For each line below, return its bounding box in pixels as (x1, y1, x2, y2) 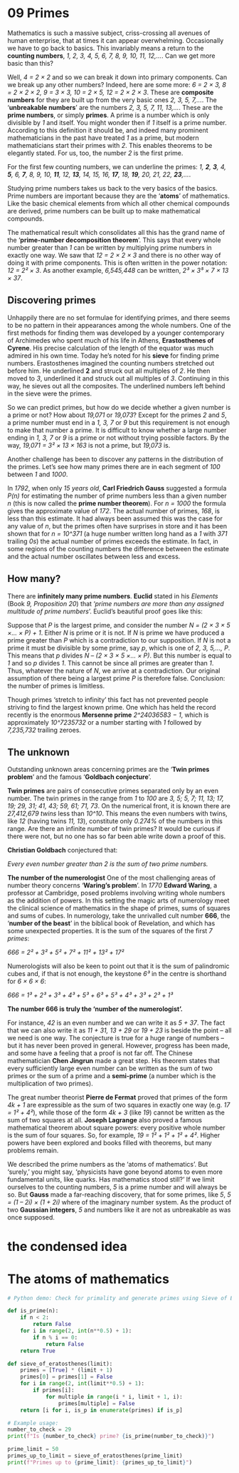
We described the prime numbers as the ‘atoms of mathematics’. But (7, 1160, 208, 1169)
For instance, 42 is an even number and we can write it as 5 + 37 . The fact (7, 1019, 225, 1027)
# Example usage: (7, 1419, 59, 1427)
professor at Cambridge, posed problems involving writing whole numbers (7, 889, 225, 898)
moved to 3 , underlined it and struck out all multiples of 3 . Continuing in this (7, 373, 230, 383)
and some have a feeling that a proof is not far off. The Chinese (7, 1049, 193, 1057)
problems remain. (7, 1146, 59, 1155)
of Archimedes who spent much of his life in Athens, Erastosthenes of (7, 336, 214, 344)
